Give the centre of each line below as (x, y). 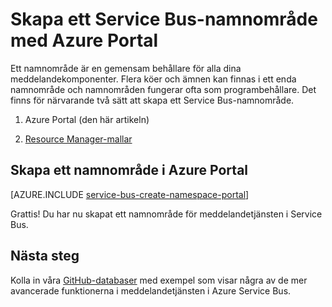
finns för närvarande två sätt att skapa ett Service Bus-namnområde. (152, 100)
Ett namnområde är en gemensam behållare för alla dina (126, 68)
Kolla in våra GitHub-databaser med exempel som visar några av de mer (159, 280)
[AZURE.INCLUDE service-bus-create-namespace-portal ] (130, 194)
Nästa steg (45, 256)
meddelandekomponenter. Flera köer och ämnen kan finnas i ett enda (153, 79)
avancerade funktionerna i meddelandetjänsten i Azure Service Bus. (151, 290)
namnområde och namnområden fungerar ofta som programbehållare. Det (163, 89)
